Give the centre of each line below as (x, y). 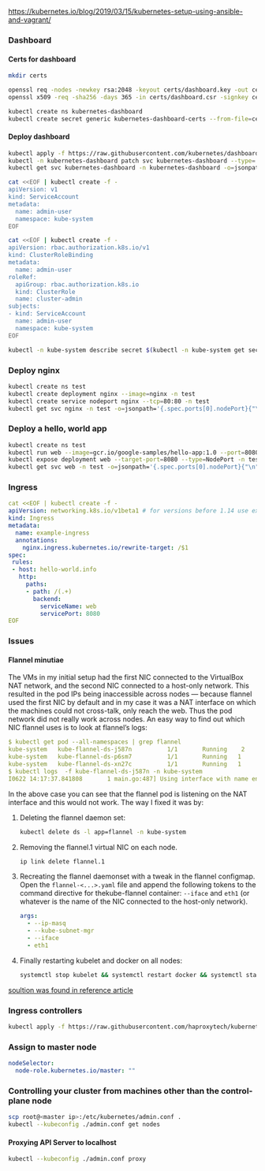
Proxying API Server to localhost (62, 1142)
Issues (21, 641)
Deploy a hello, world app (58, 429)
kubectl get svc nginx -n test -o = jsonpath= (82, 408)
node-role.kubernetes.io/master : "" (75, 1071)
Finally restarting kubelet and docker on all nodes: (101, 960)
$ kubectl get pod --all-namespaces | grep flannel (95, 742)
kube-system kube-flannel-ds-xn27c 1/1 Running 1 (125, 764)
